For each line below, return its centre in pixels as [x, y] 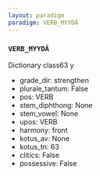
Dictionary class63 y [41, 65]
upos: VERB [38, 121]
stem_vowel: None [49, 113]
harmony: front [43, 130]
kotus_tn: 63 [39, 146]
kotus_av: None [45, 138]
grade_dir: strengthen [54, 80]
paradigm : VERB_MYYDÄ [43, 23]
